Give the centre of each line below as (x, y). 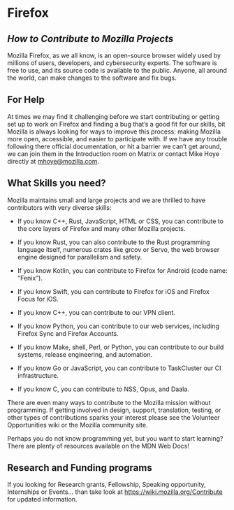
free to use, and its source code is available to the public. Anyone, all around (117, 70)
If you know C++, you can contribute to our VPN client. (96, 312)
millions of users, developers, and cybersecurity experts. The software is (112, 63)
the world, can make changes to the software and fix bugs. (92, 78)
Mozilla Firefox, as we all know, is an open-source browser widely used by (114, 55)
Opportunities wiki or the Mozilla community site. (78, 425)
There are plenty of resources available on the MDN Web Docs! (98, 446)
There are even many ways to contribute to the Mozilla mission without (109, 402)
